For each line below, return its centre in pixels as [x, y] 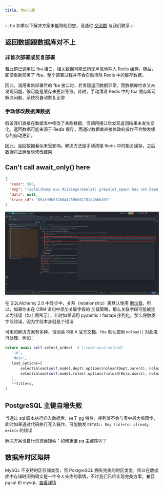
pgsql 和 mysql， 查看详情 [31, 482]
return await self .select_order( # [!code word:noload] [64, 348]
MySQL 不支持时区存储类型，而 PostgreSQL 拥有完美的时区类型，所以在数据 [82, 470]
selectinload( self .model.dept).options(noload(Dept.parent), [84, 368]
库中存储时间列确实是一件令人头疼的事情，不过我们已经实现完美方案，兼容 [80, 476]
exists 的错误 [19, 430]
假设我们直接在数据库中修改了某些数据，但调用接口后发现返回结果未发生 [78, 123]
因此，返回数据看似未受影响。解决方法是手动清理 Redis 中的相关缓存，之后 [80, 145]
